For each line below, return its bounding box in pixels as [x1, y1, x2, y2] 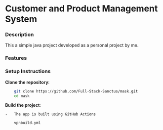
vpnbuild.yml [14, 121, 41, 126]
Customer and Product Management [5, 3, 158, 14]
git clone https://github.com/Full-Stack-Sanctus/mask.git [14, 88, 138, 94]
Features [5, 55, 27, 62]
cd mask [14, 93, 30, 98]
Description [5, 31, 34, 38]
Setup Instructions [5, 68, 51, 75]
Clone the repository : [5, 79, 50, 85]
